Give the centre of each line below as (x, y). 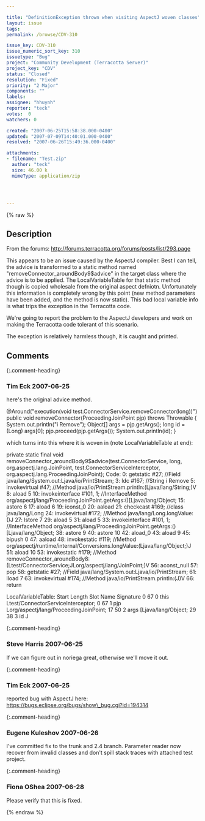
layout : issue (24, 23)
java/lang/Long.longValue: (161, 513)
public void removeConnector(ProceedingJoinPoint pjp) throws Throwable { (102, 418)
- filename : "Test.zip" (37, 159)
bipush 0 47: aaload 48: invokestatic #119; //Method (71, 539)
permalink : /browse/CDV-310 (42, 34)
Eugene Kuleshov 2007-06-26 (52, 733)
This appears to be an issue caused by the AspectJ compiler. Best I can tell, (102, 260)
